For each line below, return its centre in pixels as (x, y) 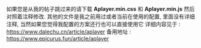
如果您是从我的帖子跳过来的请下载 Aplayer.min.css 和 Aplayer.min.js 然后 (100, 9)
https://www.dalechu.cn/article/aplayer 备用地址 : (69, 32)
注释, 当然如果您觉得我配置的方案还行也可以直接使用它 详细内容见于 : (93, 24)
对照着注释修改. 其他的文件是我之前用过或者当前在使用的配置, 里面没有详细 (100, 16)
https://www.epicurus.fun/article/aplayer (58, 39)
